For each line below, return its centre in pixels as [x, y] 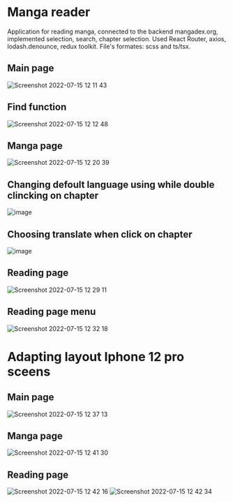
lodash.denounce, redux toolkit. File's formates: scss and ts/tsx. [99, 46]
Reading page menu [52, 312]
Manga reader [49, 12]
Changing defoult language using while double [111, 185]
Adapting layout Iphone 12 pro [96, 356]
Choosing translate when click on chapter [100, 234]
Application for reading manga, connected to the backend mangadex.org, [113, 31]
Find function [37, 107]
